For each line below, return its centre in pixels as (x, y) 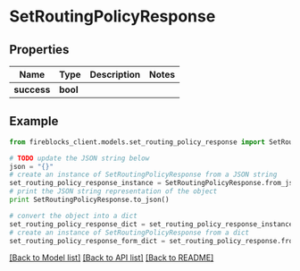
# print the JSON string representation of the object (113, 191)
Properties (39, 50)
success (32, 89)
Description (115, 75)
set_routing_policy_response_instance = (86, 183)
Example (34, 121)
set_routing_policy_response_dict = (77, 224)
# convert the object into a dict (74, 216)
